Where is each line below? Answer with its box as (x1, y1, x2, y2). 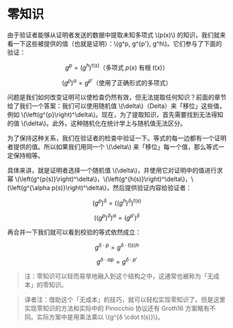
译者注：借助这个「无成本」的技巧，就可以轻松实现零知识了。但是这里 (24, 295, 226, 304)
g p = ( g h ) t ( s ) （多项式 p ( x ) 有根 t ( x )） (65, 62, 169, 72)
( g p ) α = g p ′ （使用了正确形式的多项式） (61, 77, 172, 87)
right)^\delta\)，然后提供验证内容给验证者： (67, 184, 193, 192)
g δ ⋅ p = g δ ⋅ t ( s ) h (95, 242, 139, 251)
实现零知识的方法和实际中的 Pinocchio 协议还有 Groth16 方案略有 (24, 304, 210, 312)
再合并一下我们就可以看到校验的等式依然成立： (7, 228, 141, 236)
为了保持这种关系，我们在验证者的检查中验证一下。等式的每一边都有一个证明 (7, 134, 227, 143)
